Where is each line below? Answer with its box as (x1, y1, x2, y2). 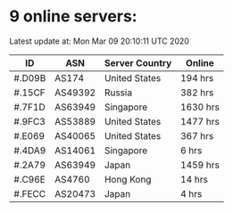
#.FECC (13, 187, 46, 200)
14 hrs (179, 173, 208, 185)
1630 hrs (179, 101, 221, 113)
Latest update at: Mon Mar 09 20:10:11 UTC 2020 (9, 36, 190, 46)
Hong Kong (104, 173, 152, 185)
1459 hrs (179, 159, 221, 171)
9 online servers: (9, 6, 137, 27)
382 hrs (179, 86, 214, 99)
